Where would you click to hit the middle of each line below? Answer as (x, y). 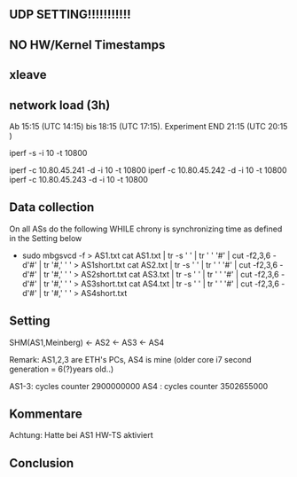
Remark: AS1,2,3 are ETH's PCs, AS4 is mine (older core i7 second (130, 359)
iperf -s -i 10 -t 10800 (48, 152)
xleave (28, 75)
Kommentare (46, 414)
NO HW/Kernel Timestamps (87, 45)
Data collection (52, 207)
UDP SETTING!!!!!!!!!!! (70, 15)
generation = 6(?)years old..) (62, 369)
